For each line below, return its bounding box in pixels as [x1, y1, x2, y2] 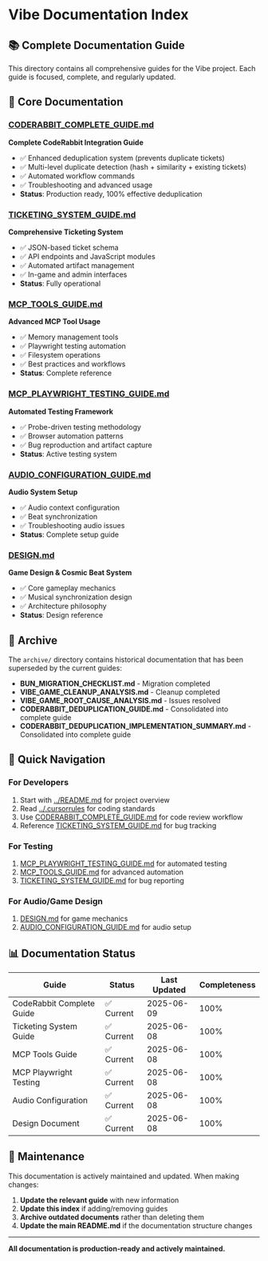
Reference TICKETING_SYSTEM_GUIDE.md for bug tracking [19, 820, 217, 830]
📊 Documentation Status [8, 947, 136, 960]
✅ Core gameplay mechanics [19, 583, 116, 593]
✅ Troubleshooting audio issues [19, 520, 125, 530]
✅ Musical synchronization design [19, 592, 133, 602]
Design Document [12, 1118, 80, 1129]
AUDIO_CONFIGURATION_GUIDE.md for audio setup [19, 923, 191, 932]
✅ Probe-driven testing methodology [19, 422, 142, 431]
